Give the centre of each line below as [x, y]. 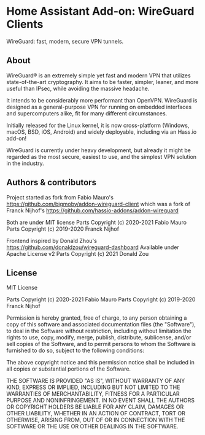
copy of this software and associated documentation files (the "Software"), [101, 325]
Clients [25, 24]
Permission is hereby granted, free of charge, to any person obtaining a [97, 318]
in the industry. [25, 163]
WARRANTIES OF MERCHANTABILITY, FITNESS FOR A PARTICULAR [93, 394]
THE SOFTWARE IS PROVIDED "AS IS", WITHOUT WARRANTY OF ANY [96, 381]
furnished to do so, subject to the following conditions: [75, 350]
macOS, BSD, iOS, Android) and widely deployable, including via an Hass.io [102, 132]
